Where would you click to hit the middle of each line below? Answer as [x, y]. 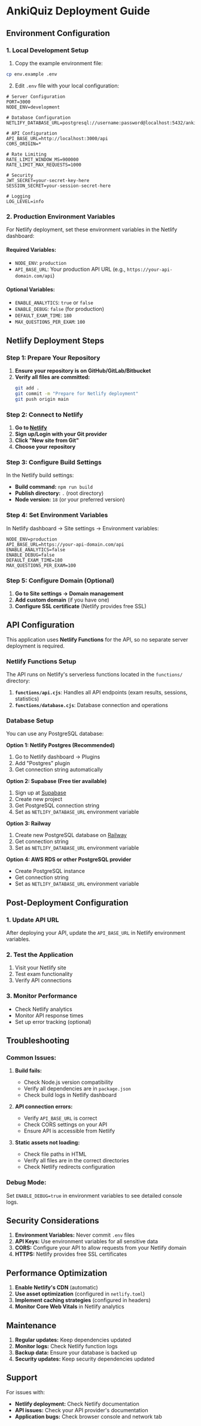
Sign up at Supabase [41, 793]
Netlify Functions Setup [41, 661]
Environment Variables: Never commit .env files [75, 1235]
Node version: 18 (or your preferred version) [70, 500]
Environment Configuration [58, 33]
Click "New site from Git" [47, 440]
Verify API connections [43, 980]
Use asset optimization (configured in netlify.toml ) [80, 1294]
